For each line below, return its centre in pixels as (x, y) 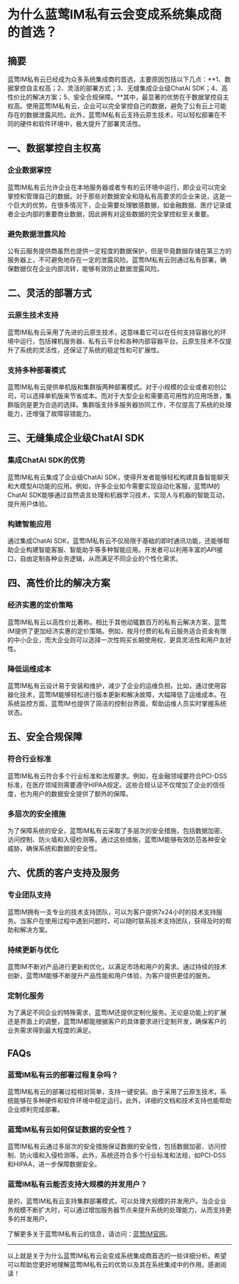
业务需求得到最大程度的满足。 (51, 1030)
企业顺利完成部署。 (36, 1109)
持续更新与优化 (33, 950)
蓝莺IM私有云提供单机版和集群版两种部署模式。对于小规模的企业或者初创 (114, 387)
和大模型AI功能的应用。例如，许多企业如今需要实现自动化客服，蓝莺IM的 (114, 486)
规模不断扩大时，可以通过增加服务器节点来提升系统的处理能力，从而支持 (119, 1210)
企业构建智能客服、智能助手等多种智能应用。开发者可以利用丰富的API (115, 549)
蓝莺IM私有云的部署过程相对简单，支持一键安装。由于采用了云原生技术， (114, 1091)
